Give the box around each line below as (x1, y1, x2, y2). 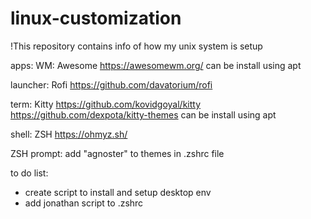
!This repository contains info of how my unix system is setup (10, 40, 263, 52)
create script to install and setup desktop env (24, 186, 212, 198)
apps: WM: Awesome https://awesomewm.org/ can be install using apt (10, 59, 302, 71)
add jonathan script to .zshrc (24, 197, 144, 209)
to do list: (10, 167, 49, 179)
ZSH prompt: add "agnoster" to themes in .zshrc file (10, 147, 225, 159)
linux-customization (10, 7, 182, 30)
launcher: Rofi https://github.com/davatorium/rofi (10, 78, 213, 91)
